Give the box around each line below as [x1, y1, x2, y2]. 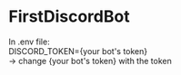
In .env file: [8, 36, 51, 47]
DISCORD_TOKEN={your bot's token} [8, 45, 148, 56]
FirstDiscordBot [8, 6, 130, 27]
